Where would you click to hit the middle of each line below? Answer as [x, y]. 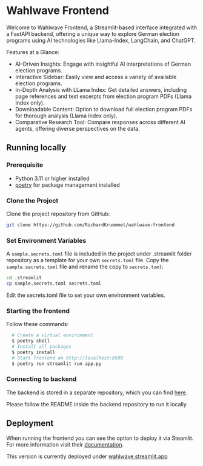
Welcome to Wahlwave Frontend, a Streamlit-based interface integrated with [102, 27]
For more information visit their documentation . [65, 444]
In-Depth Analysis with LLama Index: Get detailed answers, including [101, 89]
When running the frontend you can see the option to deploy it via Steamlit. [100, 438]
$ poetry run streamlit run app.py [57, 363]
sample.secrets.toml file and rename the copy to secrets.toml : [85, 267]
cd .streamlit [24, 278]
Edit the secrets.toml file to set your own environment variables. [86, 295]
